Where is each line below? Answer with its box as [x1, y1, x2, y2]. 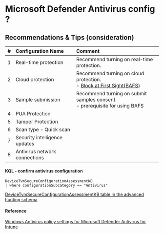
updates [15, 140, 35, 147]
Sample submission [15, 96, 61, 103]
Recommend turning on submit [76, 90, 147, 97]
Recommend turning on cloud [76, 70, 144, 77]
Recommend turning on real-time [76, 56, 153, 63]
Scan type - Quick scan [15, 126, 71, 133]
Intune [5, 224, 18, 230]
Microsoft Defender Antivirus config [5, 3, 155, 15]
